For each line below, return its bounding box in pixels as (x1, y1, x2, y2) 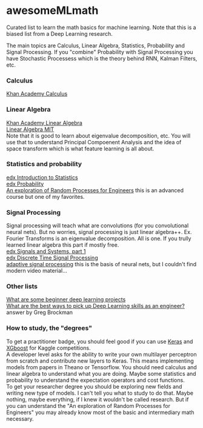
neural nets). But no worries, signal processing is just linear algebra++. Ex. (6, 229, 192, 236)
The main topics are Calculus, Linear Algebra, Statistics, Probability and (6, 42, 185, 49)
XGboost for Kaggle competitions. (6, 344, 91, 352)
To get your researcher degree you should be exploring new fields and (6, 383, 182, 390)
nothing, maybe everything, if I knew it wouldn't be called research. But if (6, 395, 189, 403)
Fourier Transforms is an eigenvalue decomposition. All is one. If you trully (6, 235, 191, 242)
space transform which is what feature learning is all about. (6, 145, 155, 152)
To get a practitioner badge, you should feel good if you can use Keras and (6, 338, 193, 345)
